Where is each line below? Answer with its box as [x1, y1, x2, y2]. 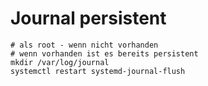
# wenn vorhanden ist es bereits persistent [10, 48, 199, 59]
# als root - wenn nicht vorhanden [10, 40, 159, 50]
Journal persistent [10, 7, 167, 30]
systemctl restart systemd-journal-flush [10, 66, 186, 76]
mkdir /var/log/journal [10, 57, 110, 67]
